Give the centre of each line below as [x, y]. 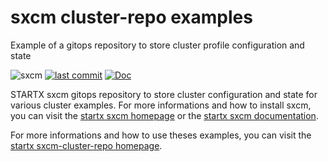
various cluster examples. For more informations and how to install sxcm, [161, 105]
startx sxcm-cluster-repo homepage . [86, 145]
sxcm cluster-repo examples [131, 17]
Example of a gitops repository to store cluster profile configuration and [157, 45]
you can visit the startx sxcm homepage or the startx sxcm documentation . [164, 115]
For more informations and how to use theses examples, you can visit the [161, 135]
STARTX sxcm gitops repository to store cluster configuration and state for [164, 94]
